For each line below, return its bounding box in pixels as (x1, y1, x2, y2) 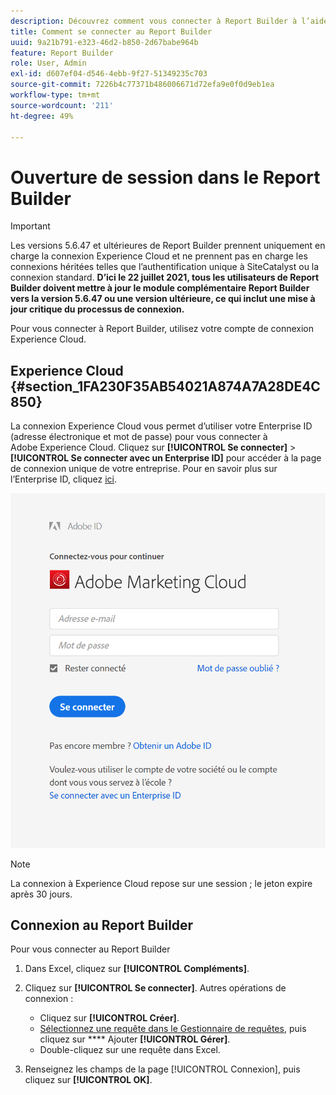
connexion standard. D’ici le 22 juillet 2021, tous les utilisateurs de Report (10, 271, 320, 284)
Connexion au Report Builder (10, 916, 194, 934)
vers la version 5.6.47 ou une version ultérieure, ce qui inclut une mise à (10, 293, 316, 305)
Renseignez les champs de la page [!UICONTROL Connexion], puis (24, 1063, 301, 1075)
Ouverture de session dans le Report (10, 166, 321, 189)
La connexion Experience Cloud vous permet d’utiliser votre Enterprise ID (10, 420, 313, 432)
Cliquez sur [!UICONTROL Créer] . (39, 1012, 180, 1024)
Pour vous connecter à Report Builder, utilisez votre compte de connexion (10, 323, 314, 335)
